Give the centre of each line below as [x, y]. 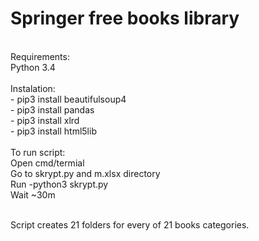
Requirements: [40, 56]
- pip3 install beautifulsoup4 [68, 99]
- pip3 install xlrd [45, 120]
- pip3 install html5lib [53, 131]
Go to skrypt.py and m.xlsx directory [85, 173]
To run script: [38, 152]
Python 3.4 [33, 67]
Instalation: [33, 88]
